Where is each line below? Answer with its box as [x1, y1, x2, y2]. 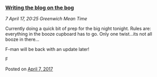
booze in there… [5, 36, 40, 42]
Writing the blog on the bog [5, 4, 74, 11]
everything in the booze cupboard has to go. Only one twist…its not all [5, 31, 152, 37]
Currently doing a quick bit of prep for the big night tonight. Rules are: [5, 25, 151, 32]
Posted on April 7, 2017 [5, 66, 53, 72]
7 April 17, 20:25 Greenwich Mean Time [5, 16, 87, 22]
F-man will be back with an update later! [5, 46, 90, 53]
